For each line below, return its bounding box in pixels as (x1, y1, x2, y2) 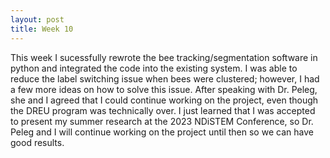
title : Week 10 (10, 24, 74, 34)
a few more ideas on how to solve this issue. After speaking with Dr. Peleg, (10, 83, 318, 95)
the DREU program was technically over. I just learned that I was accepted (10, 104, 316, 116)
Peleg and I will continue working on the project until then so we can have (10, 126, 314, 138)
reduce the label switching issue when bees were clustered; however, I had (10, 72, 320, 85)
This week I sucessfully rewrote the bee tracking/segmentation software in (10, 51, 318, 63)
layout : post (10, 14, 65, 25)
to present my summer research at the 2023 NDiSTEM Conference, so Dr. (10, 115, 314, 127)
